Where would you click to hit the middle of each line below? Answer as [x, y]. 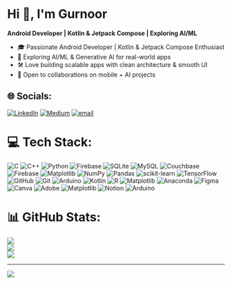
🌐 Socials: [30, 96]
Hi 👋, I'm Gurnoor [57, 14]
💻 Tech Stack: [50, 142]
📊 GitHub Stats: [54, 217]
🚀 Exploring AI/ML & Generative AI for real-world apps [94, 57]
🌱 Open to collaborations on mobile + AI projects [86, 75]
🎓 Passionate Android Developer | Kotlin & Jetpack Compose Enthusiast [120, 47]
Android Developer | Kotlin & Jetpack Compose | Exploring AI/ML [102, 33]
